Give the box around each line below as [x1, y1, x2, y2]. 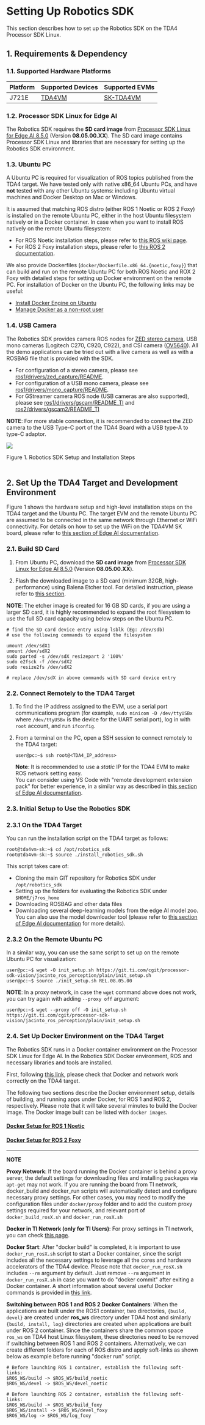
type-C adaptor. [6, 430, 47, 438]
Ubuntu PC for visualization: [6, 956, 77, 963]
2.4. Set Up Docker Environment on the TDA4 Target [6, 1032, 164, 1040]
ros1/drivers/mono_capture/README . [15, 386, 109, 393]
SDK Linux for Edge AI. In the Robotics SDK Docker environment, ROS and [6, 1052, 193, 1059]
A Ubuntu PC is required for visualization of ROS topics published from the [6, 174, 193, 182]
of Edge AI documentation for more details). [15, 920, 126, 927]
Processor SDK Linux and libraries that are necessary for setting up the [6, 138, 185, 145]
